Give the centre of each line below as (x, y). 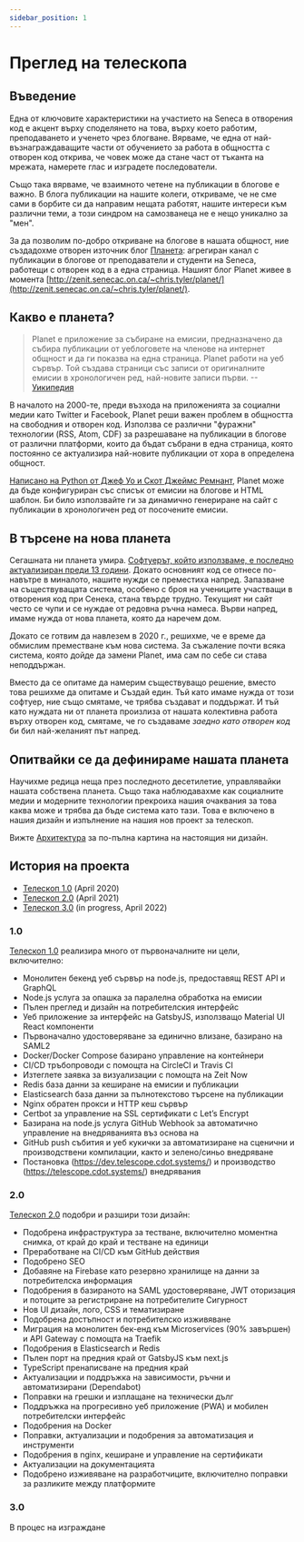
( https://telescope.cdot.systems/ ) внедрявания (112, 1172)
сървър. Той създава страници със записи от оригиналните (148, 368)
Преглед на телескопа (98, 62)
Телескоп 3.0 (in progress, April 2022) (95, 907)
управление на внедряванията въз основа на (111, 1133)
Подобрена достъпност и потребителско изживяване (127, 1319)
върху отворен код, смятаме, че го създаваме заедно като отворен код (150, 721)
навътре (26, 580)
